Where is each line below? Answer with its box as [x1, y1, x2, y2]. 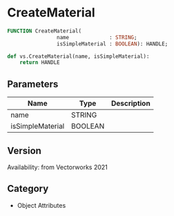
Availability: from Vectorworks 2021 [7, 163, 108, 171]
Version [7, 144, 41, 156]
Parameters [7, 78, 59, 90]
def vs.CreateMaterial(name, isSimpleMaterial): [7, 53, 150, 60]
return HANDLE [19, 59, 60, 66]
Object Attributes [17, 201, 66, 209]
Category [7, 183, 49, 195]
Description [110, 98, 151, 108]
